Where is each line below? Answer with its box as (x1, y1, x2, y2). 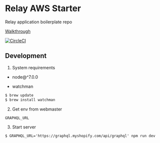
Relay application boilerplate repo (5, 19, 72, 25)
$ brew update (5, 93, 34, 97)
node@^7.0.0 (12, 74, 38, 80)
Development (5, 52, 47, 60)
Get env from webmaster (12, 106, 62, 112)
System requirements (12, 64, 55, 70)
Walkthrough (5, 28, 31, 34)
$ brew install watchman (5, 97, 55, 102)
